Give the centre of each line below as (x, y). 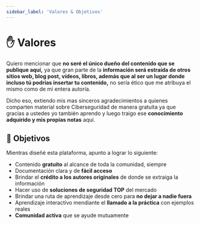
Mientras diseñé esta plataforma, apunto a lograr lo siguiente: (82, 153)
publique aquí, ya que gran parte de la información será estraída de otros (99, 70)
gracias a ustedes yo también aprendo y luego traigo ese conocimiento (95, 113)
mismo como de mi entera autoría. (49, 89)
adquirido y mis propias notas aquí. (51, 119)
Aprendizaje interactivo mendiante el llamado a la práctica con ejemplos (104, 203)
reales (22, 209)
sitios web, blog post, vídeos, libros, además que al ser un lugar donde (96, 76)
